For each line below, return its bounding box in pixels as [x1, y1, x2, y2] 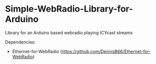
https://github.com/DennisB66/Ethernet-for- [62, 48, 151, 54]
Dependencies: [5, 39, 36, 45]
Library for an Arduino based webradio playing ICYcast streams [5, 30, 133, 35]
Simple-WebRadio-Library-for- [5, 3, 134, 15]
